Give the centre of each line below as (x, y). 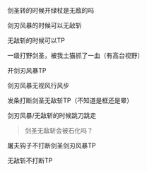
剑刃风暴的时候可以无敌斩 (45, 25)
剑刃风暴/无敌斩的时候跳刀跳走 (52, 116)
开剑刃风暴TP (27, 70)
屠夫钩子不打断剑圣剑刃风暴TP (52, 146)
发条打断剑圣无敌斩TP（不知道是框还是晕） (70, 100)
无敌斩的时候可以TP (36, 40)
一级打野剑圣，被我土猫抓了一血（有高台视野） (75, 55)
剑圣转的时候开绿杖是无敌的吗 (51, 10)
